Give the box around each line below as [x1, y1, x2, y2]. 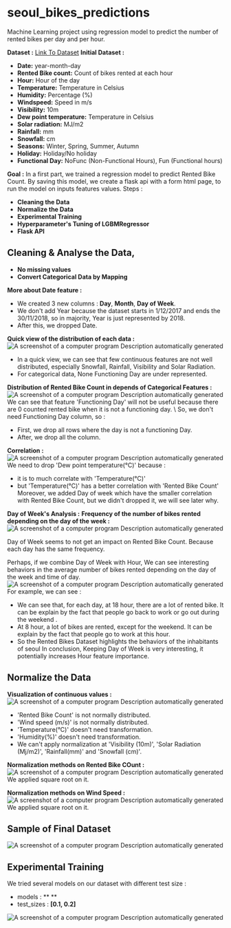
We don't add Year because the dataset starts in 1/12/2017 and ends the [16, 306, 221, 314]
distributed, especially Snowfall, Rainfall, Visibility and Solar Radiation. [16, 363, 216, 371]
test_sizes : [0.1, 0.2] [16, 900, 76, 909]
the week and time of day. [7, 572, 81, 581]
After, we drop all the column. [16, 433, 101, 441]
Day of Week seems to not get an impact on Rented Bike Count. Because [7, 537, 214, 546]
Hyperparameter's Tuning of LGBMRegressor [16, 219, 150, 228]
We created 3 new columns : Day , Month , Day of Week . [16, 299, 176, 307]
